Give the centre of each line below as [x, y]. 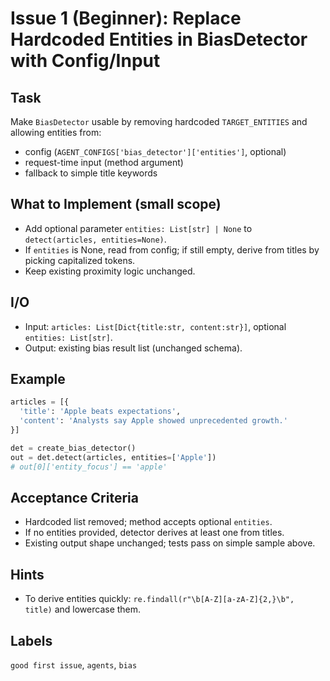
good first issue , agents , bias [74, 665]
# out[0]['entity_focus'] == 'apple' [89, 467]
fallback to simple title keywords [91, 173]
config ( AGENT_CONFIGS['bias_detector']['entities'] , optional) [155, 151]
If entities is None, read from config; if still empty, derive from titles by [172, 249]
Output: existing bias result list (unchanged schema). [133, 348]
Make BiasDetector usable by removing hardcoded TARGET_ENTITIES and [159, 121]
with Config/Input [85, 61]
